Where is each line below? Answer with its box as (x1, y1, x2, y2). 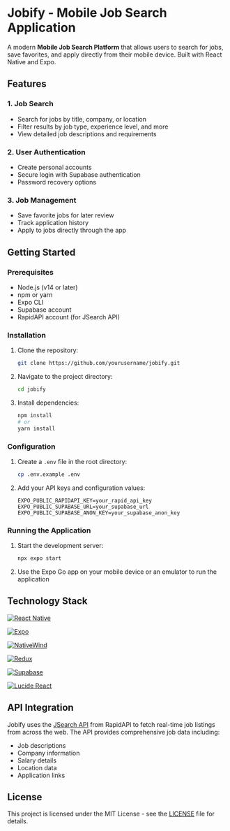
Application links (17, 771, 66, 779)
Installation (7, 330, 47, 340)
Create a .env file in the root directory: (17, 457, 128, 465)
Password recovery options (17, 178, 96, 186)
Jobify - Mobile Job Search (7, 5, 167, 21)
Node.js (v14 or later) (17, 283, 78, 291)
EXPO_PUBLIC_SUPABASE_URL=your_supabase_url (17, 503, 149, 510)
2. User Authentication (7, 147, 86, 157)
